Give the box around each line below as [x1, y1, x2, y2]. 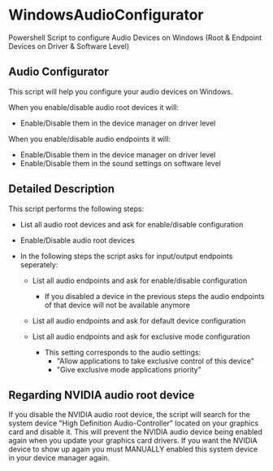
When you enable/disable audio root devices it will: [8, 102, 179, 112]
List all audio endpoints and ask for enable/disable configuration [32, 275, 248, 285]
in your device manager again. [8, 453, 110, 463]
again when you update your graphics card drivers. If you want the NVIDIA [8, 436, 258, 446]
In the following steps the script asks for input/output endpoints [19, 251, 233, 261]
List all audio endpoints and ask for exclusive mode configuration [32, 332, 250, 341]
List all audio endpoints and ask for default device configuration [32, 315, 246, 325]
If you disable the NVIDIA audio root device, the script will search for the [8, 410, 250, 420]
